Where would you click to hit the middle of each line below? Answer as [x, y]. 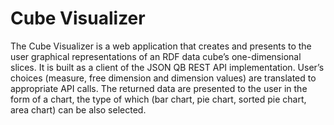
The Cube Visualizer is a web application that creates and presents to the [161, 46]
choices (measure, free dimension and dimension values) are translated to [163, 78]
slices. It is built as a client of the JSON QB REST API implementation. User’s [167, 67]
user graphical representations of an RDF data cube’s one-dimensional [156, 56]
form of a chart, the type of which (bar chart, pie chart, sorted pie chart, [158, 99]
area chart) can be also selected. [78, 109]
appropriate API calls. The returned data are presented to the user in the [159, 88]
